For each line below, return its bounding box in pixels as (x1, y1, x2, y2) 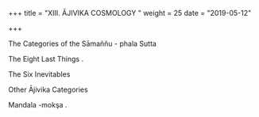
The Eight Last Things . (8, 55, 84, 63)
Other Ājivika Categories (8, 85, 89, 94)
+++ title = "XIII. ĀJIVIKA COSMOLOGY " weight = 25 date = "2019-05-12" (8, 9, 252, 17)
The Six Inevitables (8, 70, 71, 79)
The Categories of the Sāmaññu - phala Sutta (8, 39, 157, 48)
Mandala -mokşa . (8, 100, 68, 109)
